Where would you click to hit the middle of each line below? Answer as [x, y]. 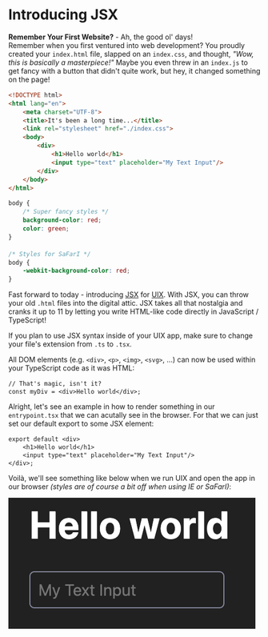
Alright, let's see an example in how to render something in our [112, 407]
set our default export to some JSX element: [81, 424]
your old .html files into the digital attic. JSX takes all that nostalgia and [126, 303]
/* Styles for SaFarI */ [50, 254]
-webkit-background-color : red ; [76, 271]
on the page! [29, 79]
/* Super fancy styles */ [66, 212]
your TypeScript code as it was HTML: [71, 368]
